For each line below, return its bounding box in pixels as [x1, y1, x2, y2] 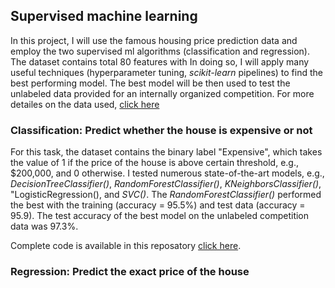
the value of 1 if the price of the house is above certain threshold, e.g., [10, 157, 300, 169]
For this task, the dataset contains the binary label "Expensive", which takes [10, 146, 323, 158]
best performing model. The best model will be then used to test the [10, 77, 291, 89]
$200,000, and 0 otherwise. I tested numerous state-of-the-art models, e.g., [10, 167, 325, 179]
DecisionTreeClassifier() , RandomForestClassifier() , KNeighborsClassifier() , [10, 178, 322, 190]
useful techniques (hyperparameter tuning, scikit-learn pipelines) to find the [10, 66, 323, 78]
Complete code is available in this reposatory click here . [10, 240, 242, 252]
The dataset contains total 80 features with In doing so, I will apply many [10, 55, 310, 68]
